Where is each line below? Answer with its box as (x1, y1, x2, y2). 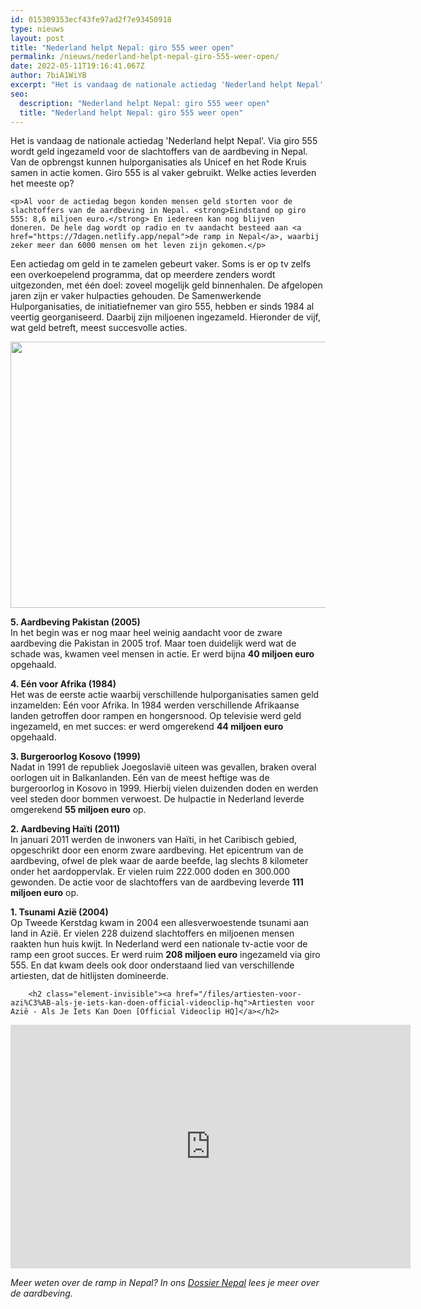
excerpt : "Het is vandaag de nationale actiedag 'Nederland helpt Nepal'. (10, 80, 329, 90)
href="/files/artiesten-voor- (175, 989, 302, 1000)
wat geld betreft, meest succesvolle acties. (10, 322, 188, 334)
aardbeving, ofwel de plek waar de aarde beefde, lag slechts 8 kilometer (10, 855, 309, 867)
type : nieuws (10, 24, 65, 34)
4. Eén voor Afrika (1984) (10, 678, 117, 690)
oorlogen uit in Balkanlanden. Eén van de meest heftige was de (10, 772, 270, 784)
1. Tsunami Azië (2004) (10, 906, 109, 918)
